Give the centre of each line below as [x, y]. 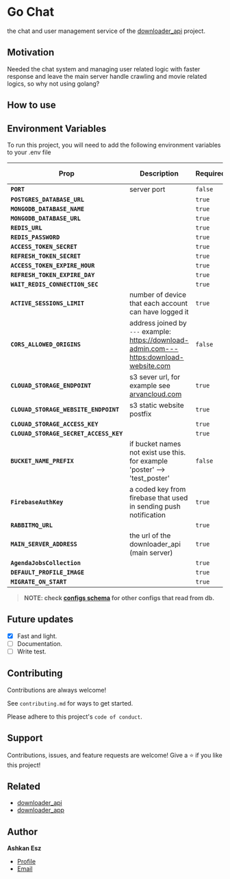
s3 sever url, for [155, 376]
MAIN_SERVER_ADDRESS [44, 544]
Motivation [31, 52]
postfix [140, 413]
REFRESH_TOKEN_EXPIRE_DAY [53, 275]
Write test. [31, 651]
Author [22, 831]
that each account [158, 303]
